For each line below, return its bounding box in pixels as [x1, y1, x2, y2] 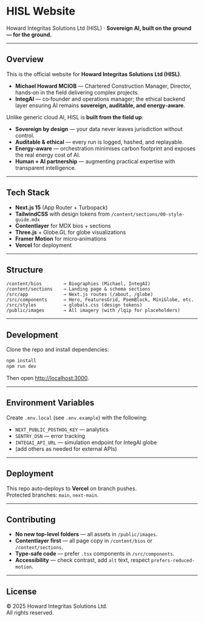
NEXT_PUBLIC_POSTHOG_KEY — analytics [15, 425, 109, 433]
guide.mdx [15, 216, 41, 223]
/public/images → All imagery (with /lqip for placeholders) [6, 308, 181, 314]
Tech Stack [6, 188, 50, 198]
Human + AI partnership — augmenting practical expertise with [15, 157, 175, 165]
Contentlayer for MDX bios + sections [15, 222, 111, 229]
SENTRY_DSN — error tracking [15, 432, 86, 439]
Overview [6, 54, 44, 65]
